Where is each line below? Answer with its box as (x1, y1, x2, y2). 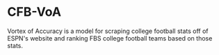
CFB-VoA (7, 4, 61, 20)
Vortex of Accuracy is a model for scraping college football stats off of (7, 27, 209, 35)
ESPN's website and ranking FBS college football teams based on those (7, 34, 213, 42)
